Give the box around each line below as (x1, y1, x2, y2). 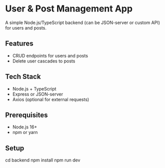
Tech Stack (5, 72, 41, 81)
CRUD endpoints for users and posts (12, 52, 88, 58)
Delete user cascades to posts (12, 58, 75, 64)
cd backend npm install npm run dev (5, 157, 80, 163)
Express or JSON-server (12, 91, 63, 97)
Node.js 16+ (12, 124, 37, 130)
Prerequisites (5, 110, 48, 119)
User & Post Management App (5, 3, 133, 14)
